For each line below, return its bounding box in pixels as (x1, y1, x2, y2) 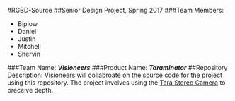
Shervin (17, 49, 41, 58)
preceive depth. (7, 86, 54, 94)
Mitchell (17, 42, 41, 50)
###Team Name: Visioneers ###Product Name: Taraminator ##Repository (7, 64, 228, 71)
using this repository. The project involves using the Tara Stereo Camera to (7, 78, 226, 87)
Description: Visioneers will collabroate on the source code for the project (7, 71, 223, 79)
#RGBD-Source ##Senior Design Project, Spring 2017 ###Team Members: (7, 6, 224, 14)
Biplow (17, 20, 38, 28)
